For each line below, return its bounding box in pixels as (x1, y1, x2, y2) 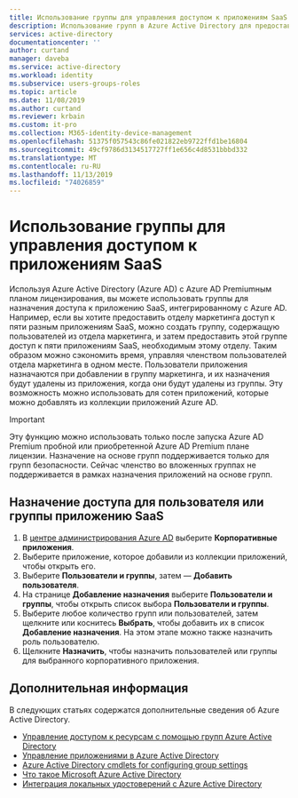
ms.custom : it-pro (9, 121, 77, 130)
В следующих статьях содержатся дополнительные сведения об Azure (9, 704, 279, 715)
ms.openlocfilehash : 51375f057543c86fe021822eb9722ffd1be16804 (9, 137, 248, 146)
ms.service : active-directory (9, 63, 122, 72)
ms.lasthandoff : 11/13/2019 (9, 170, 114, 179)
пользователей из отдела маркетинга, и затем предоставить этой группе (9, 331, 288, 342)
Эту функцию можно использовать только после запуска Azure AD (9, 432, 264, 443)
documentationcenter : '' (9, 37, 101, 47)
